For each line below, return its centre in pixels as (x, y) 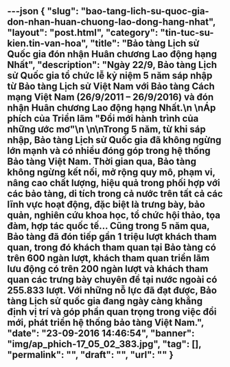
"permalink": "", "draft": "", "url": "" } (90, 355)
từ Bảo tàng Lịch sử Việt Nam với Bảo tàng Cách (111, 86)
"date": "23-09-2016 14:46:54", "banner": (101, 334)
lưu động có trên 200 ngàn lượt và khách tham (108, 269)
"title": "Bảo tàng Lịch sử (145, 44)
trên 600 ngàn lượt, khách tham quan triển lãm (108, 258)
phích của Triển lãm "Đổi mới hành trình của (103, 119)
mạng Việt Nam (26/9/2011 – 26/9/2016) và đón (111, 97)
